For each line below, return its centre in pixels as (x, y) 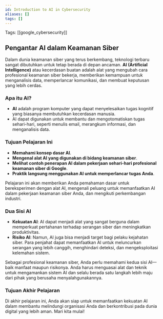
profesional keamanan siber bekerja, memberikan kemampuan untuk (74, 75)
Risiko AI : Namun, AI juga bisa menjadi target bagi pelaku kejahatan (80, 238)
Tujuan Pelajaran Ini (29, 142)
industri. (13, 199)
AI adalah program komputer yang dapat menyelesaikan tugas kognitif (83, 109)
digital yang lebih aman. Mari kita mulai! (45, 311)
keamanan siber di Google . (40, 168)
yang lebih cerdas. (24, 85)
